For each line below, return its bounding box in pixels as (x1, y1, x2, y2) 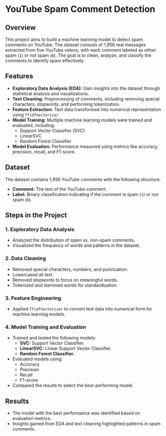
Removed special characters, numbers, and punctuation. (12, 266, 128, 272)
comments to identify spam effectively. (5, 58, 85, 63)
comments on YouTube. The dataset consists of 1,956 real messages (5, 42, 146, 48)
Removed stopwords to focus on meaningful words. (12, 277, 118, 283)
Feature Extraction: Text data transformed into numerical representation (12, 106, 162, 112)
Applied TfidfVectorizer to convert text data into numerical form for (12, 306, 153, 312)
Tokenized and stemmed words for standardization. (12, 282, 118, 288)
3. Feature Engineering (5, 295, 61, 302)
